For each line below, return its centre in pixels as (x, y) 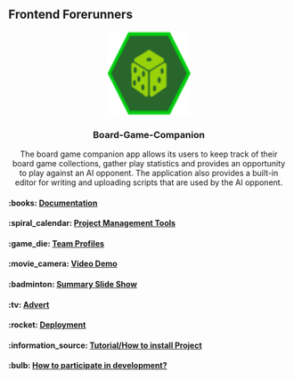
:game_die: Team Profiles (56, 243)
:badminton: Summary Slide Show (73, 285)
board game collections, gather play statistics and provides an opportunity (149, 164)
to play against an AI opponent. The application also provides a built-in (149, 173)
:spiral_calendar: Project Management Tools (92, 223)
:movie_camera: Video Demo (63, 264)
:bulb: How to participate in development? (88, 366)
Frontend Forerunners (70, 15)
